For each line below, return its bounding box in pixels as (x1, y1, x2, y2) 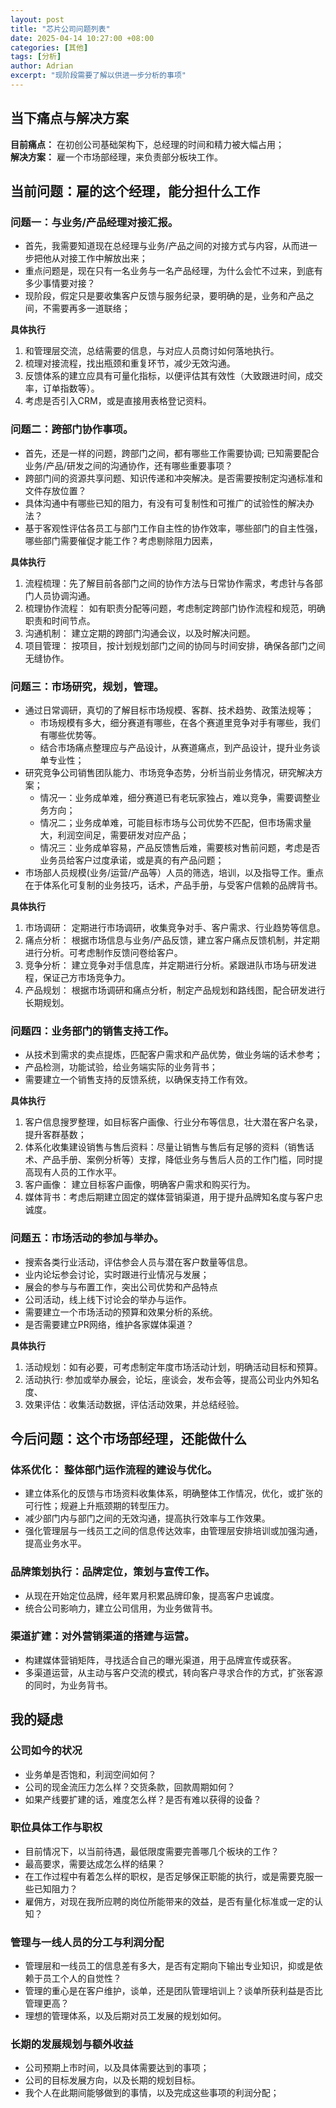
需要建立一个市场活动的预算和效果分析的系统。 (24, 1306, 218, 1318)
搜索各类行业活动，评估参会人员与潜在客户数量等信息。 (24, 1256, 253, 1268)
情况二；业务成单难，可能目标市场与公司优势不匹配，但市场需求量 (39, 816, 312, 828)
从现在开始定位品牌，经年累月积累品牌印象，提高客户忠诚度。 (24, 1589, 280, 1601)
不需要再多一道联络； (42, 302, 131, 315)
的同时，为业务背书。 (24, 1679, 113, 1691)
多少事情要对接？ (24, 277, 96, 290)
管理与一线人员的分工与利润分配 (10, 1935, 165, 1949)
